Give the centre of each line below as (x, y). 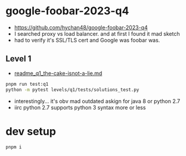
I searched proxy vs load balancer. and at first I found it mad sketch (97, 33)
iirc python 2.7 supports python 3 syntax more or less (80, 107)
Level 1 (18, 59)
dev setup (31, 131)
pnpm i (14, 147)
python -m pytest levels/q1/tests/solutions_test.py (72, 90)
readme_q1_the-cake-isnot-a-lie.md (58, 73)
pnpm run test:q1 (27, 84)
